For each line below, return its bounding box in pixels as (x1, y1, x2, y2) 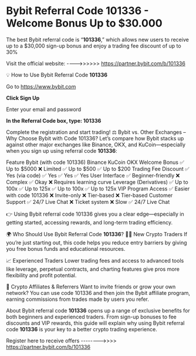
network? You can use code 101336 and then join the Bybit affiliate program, (6, 289, 191, 296)
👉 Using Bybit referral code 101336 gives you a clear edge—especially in (6, 210, 185, 217)
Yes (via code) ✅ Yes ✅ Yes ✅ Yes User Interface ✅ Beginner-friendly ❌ (6, 172, 180, 179)
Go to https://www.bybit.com (6, 83, 76, 90)
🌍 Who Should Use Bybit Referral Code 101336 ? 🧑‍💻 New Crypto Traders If (6, 230, 188, 237)
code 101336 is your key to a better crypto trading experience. (6, 325, 157, 333)
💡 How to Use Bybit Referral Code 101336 (6, 71, 107, 78)
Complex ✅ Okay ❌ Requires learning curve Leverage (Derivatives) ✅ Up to (6, 178, 189, 186)
